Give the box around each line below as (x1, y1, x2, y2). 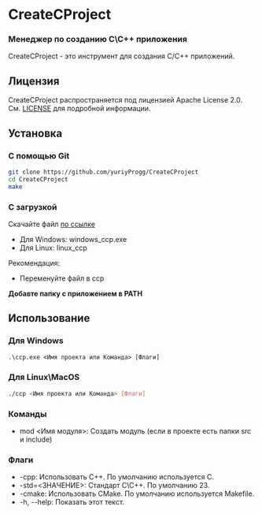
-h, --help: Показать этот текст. (19, 497, 124, 507)
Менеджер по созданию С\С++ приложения (8, 34, 187, 45)
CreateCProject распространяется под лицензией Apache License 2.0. (8, 95, 243, 105)
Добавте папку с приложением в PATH (8, 289, 143, 298)
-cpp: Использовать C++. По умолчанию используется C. (19, 472, 215, 482)
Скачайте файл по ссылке (8, 219, 96, 229)
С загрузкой (8, 201, 57, 212)
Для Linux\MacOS (8, 372, 80, 383)
